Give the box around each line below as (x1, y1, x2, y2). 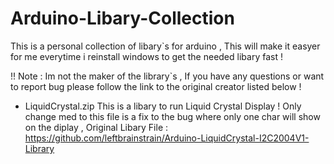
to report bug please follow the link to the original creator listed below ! (10, 80, 302, 92)
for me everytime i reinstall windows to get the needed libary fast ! (10, 50, 283, 62)
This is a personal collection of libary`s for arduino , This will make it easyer (10, 40, 321, 52)
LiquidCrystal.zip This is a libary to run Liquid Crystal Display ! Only (24, 100, 302, 112)
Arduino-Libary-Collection (10, 7, 235, 30)
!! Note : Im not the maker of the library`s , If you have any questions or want (10, 70, 325, 82)
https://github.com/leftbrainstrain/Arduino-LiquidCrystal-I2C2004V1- (24, 132, 310, 144)
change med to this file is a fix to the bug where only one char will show (24, 110, 321, 122)
